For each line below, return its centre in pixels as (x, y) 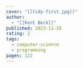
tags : (13, 39)
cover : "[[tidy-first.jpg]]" (42, 12)
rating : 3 (18, 34)
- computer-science (35, 45)
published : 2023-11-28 (34, 28)
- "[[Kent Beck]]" (34, 22)
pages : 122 (19, 56)
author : (16, 17)
